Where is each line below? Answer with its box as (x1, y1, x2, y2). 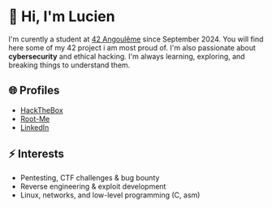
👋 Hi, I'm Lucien (8, 7, 115, 26)
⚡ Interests (8, 147, 65, 161)
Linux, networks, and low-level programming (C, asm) (19, 190, 201, 200)
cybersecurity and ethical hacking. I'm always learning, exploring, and (8, 51, 245, 61)
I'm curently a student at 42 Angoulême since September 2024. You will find (8, 34, 264, 44)
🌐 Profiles (8, 84, 60, 97)
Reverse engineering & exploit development (19, 181, 166, 191)
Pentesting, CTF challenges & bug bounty (19, 172, 160, 182)
